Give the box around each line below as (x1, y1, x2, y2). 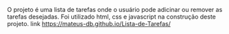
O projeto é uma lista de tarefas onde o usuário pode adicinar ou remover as (7, 6, 223, 13)
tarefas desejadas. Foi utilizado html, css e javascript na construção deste (7, 13, 216, 21)
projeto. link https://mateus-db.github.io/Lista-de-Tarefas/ (7, 20, 171, 27)
